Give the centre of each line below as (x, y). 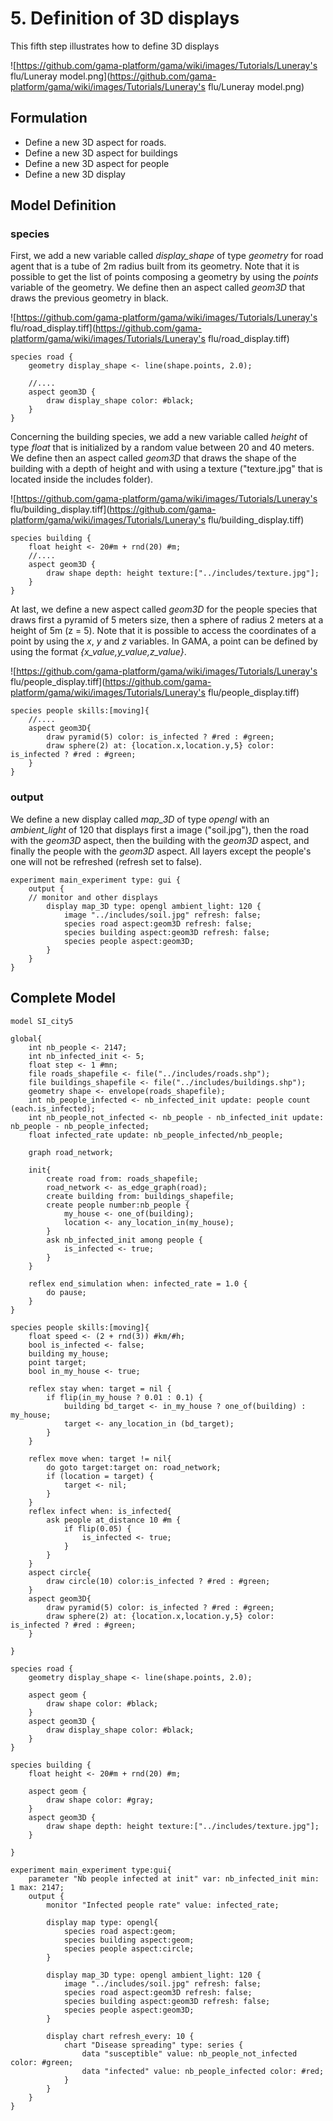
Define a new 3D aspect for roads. (95, 142)
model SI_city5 (42, 1021)
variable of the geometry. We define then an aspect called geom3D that (158, 288)
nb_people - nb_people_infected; (80, 1126)
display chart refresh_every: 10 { (120, 2036)
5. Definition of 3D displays (125, 18)
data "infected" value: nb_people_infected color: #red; (203, 2071)
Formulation (49, 118)
